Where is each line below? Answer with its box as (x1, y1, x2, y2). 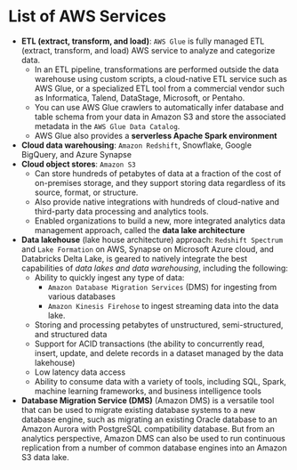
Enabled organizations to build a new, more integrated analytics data (34, 215, 285, 226)
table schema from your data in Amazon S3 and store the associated (34, 111, 286, 122)
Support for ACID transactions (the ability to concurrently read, (34, 338, 265, 349)
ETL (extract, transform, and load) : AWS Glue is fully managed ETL (20, 36, 265, 46)
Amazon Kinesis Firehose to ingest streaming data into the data (47, 300, 279, 311)
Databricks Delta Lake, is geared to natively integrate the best (20, 253, 248, 263)
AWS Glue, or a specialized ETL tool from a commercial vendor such (34, 83, 285, 93)
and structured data (34, 328, 108, 339)
